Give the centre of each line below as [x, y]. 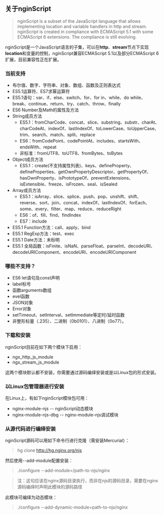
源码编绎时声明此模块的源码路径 [50, 487]
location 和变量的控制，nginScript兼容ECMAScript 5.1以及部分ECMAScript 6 [82, 53]
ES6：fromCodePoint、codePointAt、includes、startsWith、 [81, 141]
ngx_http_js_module [33, 357]
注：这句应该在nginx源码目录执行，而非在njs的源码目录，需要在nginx [88, 481]
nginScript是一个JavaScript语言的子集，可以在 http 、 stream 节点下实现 [77, 47]
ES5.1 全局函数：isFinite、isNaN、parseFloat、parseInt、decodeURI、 [84, 246]
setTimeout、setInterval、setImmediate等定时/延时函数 [68, 315]
